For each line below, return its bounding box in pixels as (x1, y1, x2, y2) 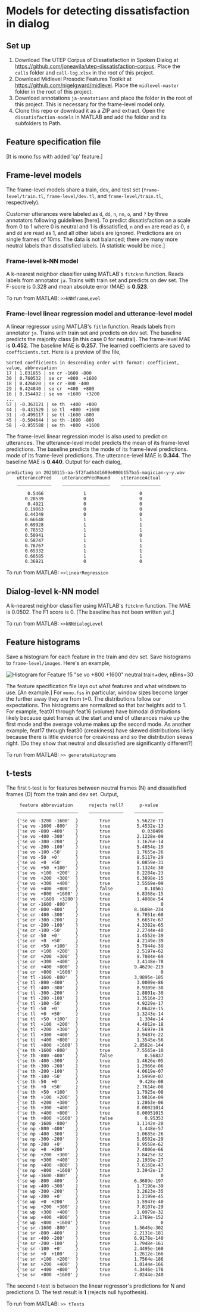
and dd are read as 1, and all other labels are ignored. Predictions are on (6, 229, 182, 236)
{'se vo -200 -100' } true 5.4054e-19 (17, 844, 164, 850)
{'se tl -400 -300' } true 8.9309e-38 (17, 985, 164, 991)
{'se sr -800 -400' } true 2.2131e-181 (17, 1230, 164, 1236)
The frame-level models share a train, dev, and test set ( (6, 186, 144, 193)
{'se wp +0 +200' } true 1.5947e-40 (17, 1199, 164, 1205)
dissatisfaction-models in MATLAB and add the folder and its (14, 113, 167, 120)
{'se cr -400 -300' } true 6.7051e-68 (17, 911, 164, 918)
